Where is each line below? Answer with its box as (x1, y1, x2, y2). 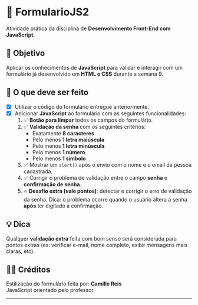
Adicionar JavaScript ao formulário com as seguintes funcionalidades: (14, 109, 187, 117)
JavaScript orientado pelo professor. (6, 287, 95, 294)
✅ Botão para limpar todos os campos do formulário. (23, 116, 153, 124)
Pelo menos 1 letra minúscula (32, 142, 105, 150)
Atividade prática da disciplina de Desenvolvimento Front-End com (6, 25, 171, 32)
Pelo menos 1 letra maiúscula (32, 136, 105, 143)
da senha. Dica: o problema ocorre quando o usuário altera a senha (23, 196, 187, 203)
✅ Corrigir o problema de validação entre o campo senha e (23, 174, 168, 181)
